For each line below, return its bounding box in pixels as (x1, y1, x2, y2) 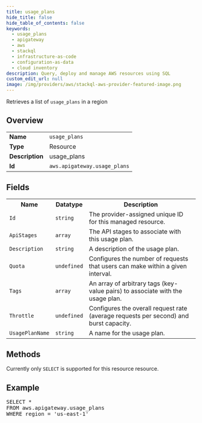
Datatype (55, 200, 83, 208)
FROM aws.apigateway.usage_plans (6, 404, 105, 412)
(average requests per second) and (89, 311, 189, 320)
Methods (6, 350, 41, 360)
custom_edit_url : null (6, 76, 63, 82)
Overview (6, 116, 44, 126)
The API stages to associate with (89, 227, 182, 235)
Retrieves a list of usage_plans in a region (6, 98, 108, 105)
